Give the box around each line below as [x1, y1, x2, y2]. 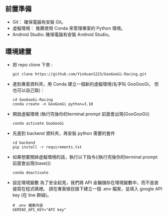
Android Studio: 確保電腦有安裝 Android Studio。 [12, 31, 113, 37]
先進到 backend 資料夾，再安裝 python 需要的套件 [12, 130, 116, 136]
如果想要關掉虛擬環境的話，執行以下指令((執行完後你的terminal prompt [12, 154, 158, 160]
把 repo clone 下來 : [12, 61, 53, 67]
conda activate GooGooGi [12, 121, 64, 126]
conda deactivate [12, 170, 49, 175]
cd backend [12, 140, 35, 145]
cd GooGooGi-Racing [12, 97, 53, 102]
